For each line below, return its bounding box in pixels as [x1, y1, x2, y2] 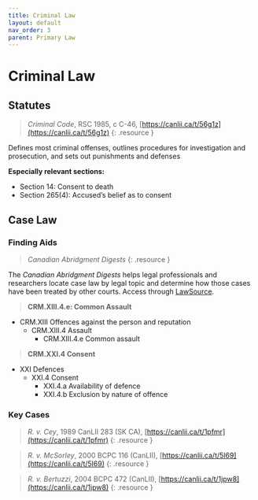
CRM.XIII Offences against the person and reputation [19, 317, 191, 327]
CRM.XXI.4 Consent [27, 349, 96, 358]
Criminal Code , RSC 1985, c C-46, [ [27, 120, 142, 129]
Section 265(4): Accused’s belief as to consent [19, 191, 172, 200]
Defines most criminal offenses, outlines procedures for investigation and [8, 143, 246, 153]
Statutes [8, 98, 51, 112]
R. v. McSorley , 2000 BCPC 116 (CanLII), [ [27, 450, 163, 461]
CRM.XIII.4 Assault [31, 325, 93, 335]
